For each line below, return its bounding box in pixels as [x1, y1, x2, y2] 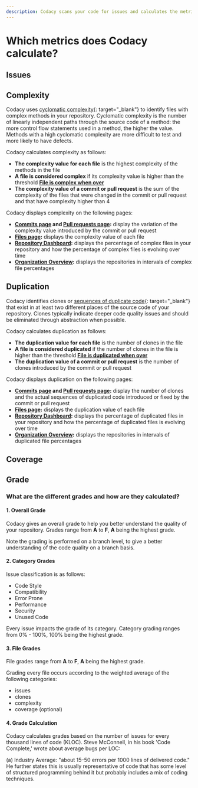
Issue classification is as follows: [6, 571, 85, 578]
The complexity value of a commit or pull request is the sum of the [14, 185, 180, 193]
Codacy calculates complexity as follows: [6, 149, 107, 156]
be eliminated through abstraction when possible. [6, 316, 127, 323]
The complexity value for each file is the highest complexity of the [14, 160, 178, 167]
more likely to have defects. [6, 137, 74, 145]
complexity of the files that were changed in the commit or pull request [14, 191, 187, 198]
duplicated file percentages [14, 437, 82, 444]
